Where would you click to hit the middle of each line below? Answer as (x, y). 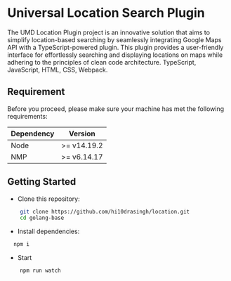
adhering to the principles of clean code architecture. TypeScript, (102, 62)
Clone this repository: (48, 199)
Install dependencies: (48, 231)
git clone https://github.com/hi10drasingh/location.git (105, 211)
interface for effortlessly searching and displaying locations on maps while (115, 55)
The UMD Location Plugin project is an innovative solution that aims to (109, 32)
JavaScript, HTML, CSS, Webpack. (58, 70)
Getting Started (42, 182)
